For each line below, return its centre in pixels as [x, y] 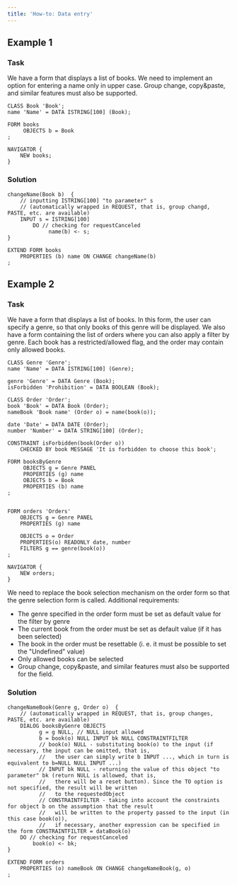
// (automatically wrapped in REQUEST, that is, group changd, [115, 207]
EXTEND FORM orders [36, 862]
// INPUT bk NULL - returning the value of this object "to [129, 769]
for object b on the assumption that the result [80, 806]
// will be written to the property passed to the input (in [134, 812]
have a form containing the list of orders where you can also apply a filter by [118, 335]
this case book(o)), [38, 818]
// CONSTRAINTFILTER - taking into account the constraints [129, 800]
